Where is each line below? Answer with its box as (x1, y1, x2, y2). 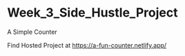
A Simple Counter (7, 28, 57, 36)
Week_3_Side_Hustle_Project (7, 5, 178, 21)
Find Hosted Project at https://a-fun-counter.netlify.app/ (7, 41, 167, 49)
